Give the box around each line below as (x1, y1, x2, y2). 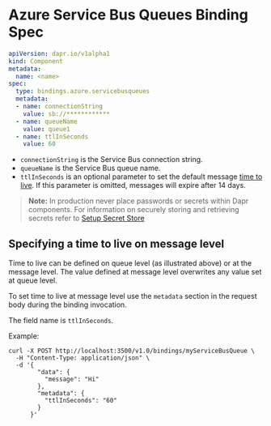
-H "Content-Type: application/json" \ (15, 354, 150, 362)
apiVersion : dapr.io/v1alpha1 (8, 49, 111, 58)
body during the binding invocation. (8, 300, 127, 309)
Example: (8, 331, 40, 341)
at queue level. (8, 275, 58, 285)
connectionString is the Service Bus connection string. (19, 155, 204, 164)
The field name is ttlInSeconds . (8, 316, 114, 326)
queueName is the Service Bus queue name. (19, 164, 161, 173)
